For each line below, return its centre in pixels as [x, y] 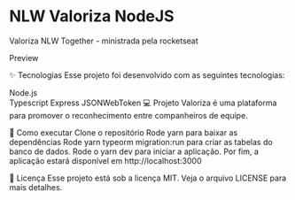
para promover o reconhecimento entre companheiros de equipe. [128, 115]
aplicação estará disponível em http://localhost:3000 [105, 160]
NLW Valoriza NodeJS [92, 16]
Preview [24, 58]
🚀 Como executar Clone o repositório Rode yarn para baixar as [124, 132]
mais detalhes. [36, 187]
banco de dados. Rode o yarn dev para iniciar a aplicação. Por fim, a [134, 151]
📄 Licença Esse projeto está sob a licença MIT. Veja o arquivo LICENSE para [148, 178]
